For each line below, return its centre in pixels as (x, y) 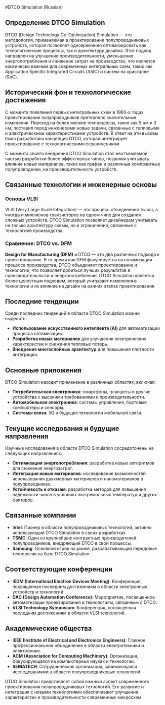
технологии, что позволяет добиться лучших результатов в (68, 270)
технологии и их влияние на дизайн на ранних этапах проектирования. (80, 286)
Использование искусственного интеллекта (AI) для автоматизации (86, 328)
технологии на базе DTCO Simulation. (51, 554)
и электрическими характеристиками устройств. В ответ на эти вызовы (82, 133)
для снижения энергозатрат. (42, 469)
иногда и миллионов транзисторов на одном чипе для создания (73, 215)
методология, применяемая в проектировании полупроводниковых (77, 40)
